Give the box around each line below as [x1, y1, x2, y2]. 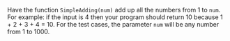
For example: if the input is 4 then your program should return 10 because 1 [7, 13, 223, 21]
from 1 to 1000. [7, 27, 50, 36]
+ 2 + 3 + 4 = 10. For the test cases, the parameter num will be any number [7, 20, 220, 28]
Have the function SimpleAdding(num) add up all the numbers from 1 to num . [7, 6, 221, 14]
